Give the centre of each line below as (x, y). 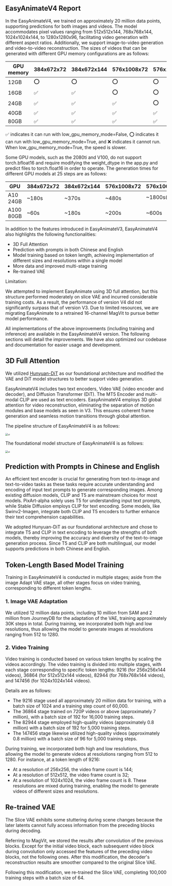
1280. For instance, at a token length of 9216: (53, 759)
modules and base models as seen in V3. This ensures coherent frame (80, 410)
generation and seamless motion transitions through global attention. (78, 416)
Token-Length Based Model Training (65, 565)
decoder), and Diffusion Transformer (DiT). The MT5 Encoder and (75, 394)
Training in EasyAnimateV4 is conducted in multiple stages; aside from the (83, 577)
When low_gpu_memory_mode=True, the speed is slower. (66, 147)
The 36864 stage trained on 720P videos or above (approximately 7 (84, 711)
